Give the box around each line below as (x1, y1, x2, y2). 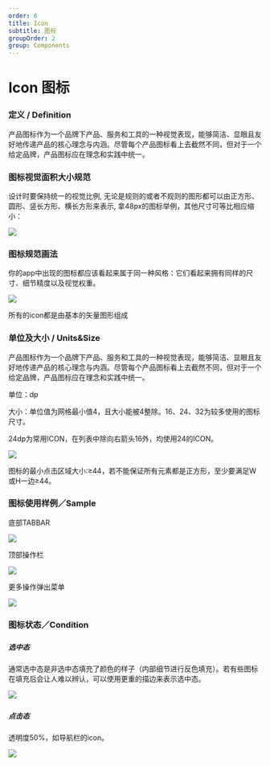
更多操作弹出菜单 (8, 582, 65, 592)
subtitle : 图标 (8, 27, 57, 35)
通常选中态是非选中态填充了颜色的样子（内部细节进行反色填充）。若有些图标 (8, 664, 259, 674)
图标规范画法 (8, 248, 59, 260)
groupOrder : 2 (8, 34, 56, 43)
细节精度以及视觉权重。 (22, 278, 100, 288)
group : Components (8, 42, 70, 50)
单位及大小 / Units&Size (8, 333, 100, 344)
